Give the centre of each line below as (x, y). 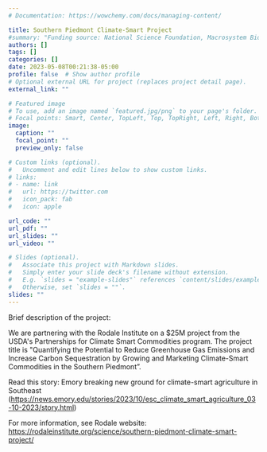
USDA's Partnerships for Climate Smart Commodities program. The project (130, 341)
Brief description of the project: (60, 317)
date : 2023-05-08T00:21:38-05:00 (64, 67)
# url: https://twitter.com (58, 192)
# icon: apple (35, 207)
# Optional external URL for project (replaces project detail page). (128, 82)
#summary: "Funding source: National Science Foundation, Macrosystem (128, 37)
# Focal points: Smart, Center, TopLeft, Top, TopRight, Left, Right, (128, 119)
